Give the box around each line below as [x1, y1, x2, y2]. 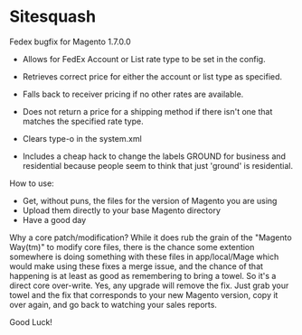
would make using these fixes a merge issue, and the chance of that [9, 260, 264, 272]
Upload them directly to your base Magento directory [22, 205, 222, 216]
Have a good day [22, 214, 87, 225]
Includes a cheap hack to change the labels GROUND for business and [22, 151, 287, 162]
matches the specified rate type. [22, 116, 145, 126]
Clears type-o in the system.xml [22, 133, 142, 144]
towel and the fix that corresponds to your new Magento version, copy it [9, 289, 278, 300]
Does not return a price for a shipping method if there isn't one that [22, 106, 273, 116]
